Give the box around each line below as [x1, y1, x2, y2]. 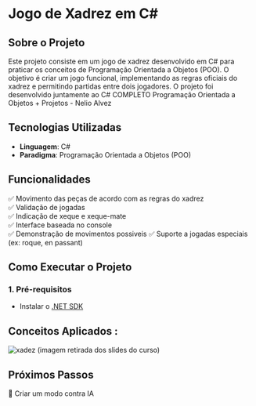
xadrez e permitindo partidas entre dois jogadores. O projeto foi [8, 82, 214, 91]
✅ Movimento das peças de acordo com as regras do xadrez [8, 194, 204, 203]
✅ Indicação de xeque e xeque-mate [8, 211, 127, 220]
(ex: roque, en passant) [8, 237, 84, 247]
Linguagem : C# [19, 142, 70, 151]
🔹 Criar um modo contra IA [8, 389, 94, 398]
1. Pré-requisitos [8, 284, 72, 295]
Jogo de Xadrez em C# [8, 5, 159, 23]
